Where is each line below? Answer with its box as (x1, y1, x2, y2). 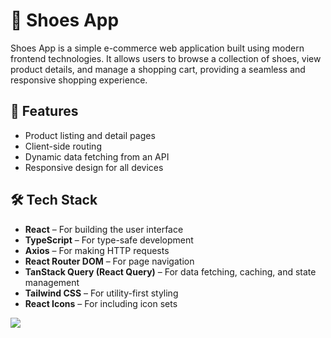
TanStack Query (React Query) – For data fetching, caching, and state (24, 265, 317, 278)
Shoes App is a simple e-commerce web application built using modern (10, 42, 305, 54)
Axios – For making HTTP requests (24, 244, 170, 256)
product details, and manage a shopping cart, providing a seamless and (10, 63, 306, 75)
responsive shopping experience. (10, 74, 148, 86)
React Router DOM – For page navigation (24, 255, 195, 267)
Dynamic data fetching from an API (24, 150, 170, 163)
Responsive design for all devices (24, 161, 164, 173)
